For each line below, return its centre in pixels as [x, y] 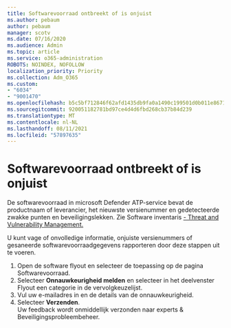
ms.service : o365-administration [55, 58]
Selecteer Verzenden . [48, 303]
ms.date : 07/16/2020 [37, 39]
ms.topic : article [33, 52]
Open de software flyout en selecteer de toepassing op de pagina [110, 266]
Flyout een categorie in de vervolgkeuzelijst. [80, 288]
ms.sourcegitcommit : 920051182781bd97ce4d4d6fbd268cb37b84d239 [100, 109]
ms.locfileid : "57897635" [44, 135]
